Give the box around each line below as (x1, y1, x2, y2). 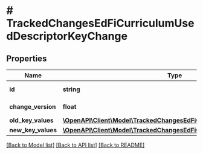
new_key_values (9, 126, 57, 134)
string (62, 85, 80, 94)
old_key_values (9, 116, 54, 124)
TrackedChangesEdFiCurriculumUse (6, 16, 195, 30)
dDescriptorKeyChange (6, 30, 128, 43)
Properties (6, 53, 47, 63)
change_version (9, 103, 56, 111)
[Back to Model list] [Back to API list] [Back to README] (6, 141, 145, 149)
